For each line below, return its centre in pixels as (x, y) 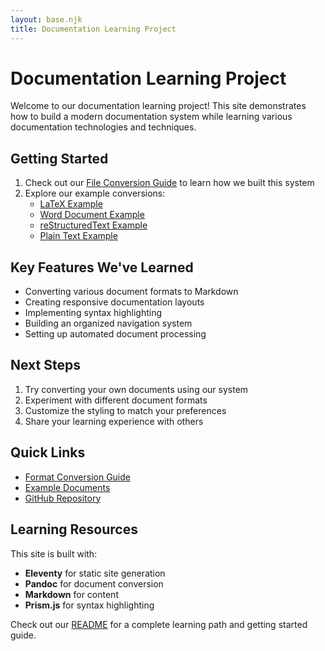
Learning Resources (74, 529)
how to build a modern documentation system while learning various (151, 117)
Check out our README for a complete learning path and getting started (159, 624)
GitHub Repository (63, 498)
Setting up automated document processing (115, 334)
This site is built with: (54, 553)
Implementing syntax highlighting (93, 313)
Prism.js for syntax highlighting (89, 605)
